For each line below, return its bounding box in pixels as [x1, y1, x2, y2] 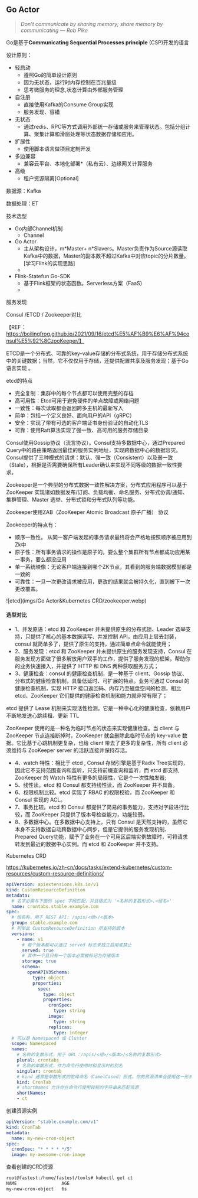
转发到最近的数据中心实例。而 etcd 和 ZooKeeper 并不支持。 [14, 841, 162, 848]
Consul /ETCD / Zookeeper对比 [6, 311, 82, 318]
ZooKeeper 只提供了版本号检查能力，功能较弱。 [31, 811, 148, 818]
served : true [21, 948, 54, 953]
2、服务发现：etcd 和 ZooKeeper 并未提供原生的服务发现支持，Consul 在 [14, 648, 192, 655]
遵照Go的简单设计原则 [23, 71, 78, 79]
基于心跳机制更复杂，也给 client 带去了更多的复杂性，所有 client [26, 740, 181, 747]
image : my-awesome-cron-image [11, 1152, 85, 1158]
